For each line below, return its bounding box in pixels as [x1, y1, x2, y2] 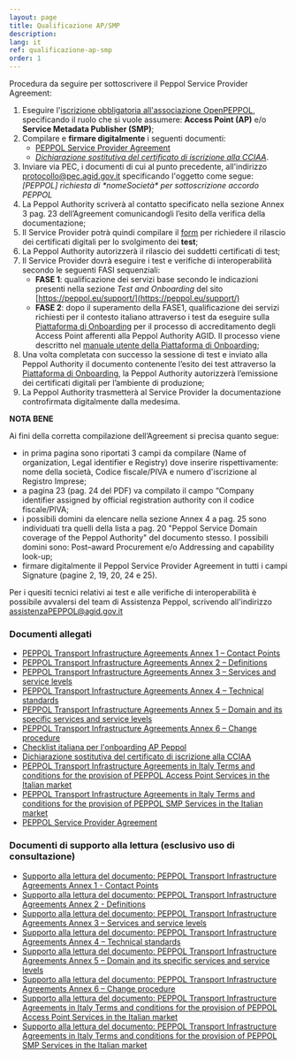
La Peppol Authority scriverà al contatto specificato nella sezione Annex [21, 199, 285, 209]
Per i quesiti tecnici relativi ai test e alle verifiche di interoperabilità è [9, 587, 257, 597]
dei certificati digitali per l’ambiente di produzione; [21, 378, 205, 388]
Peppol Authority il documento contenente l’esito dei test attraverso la [21, 359, 277, 369]
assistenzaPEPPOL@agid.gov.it [9, 606, 124, 616]
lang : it [9, 37, 42, 47]
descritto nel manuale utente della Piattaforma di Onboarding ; [34, 340, 260, 350]
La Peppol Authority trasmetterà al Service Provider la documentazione [21, 387, 281, 397]
